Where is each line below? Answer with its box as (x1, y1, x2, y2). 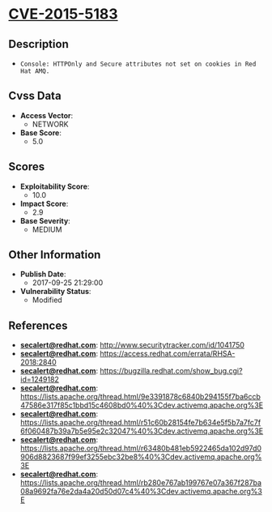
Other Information (8, 248, 101, 262)
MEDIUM (32, 224, 62, 234)
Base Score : (19, 127, 62, 138)
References (8, 318, 68, 332)
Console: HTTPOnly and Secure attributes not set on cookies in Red (19, 60, 257, 68)
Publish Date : (19, 269, 66, 279)
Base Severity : (19, 215, 70, 225)
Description (8, 37, 69, 51)
